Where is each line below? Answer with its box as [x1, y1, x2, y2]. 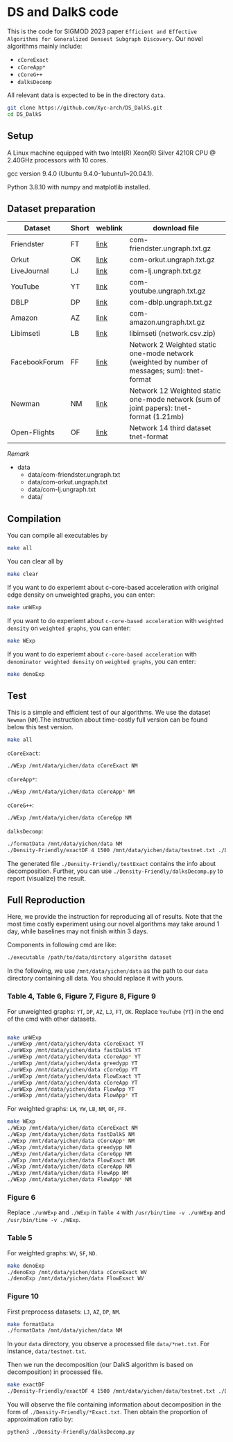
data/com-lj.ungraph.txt [27, 485, 96, 493]
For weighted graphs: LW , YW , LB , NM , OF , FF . [7, 1105, 126, 1113]
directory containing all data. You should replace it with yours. [7, 974, 184, 983]
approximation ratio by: [7, 1415, 74, 1423]
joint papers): [129, 403, 173, 413]
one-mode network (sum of [129, 395, 221, 405]
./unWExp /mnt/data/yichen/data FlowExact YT [7, 1073, 141, 1080]
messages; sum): [129, 366, 185, 375]
